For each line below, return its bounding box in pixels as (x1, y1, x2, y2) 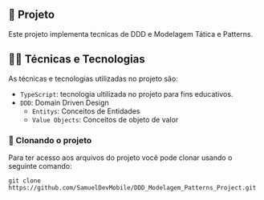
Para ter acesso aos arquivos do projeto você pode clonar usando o (8, 153, 233, 162)
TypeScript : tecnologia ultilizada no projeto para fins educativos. (19, 89, 234, 98)
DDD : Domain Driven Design (19, 98, 110, 107)
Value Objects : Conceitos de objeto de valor (31, 114, 179, 124)
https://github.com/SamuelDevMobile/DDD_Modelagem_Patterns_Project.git (8, 183, 257, 192)
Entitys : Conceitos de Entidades (31, 106, 140, 116)
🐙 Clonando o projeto (8, 134, 92, 146)
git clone (8, 177, 42, 185)
